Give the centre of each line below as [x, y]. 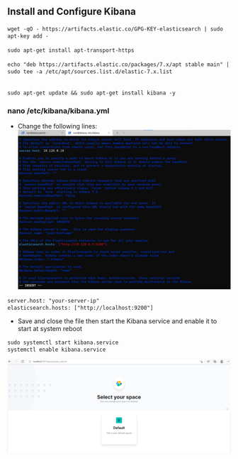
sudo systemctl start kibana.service [63, 343]
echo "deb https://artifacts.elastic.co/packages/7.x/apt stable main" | [119, 64]
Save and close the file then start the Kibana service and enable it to [117, 321]
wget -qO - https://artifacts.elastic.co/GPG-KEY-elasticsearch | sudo [115, 29]
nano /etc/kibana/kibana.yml [58, 111]
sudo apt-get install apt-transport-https [71, 50]
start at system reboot [50, 329]
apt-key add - [28, 36]
